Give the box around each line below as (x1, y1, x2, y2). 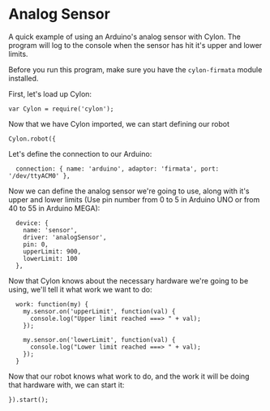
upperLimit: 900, (23, 247, 82, 256)
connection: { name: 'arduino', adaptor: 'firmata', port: (15, 164, 220, 173)
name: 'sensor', (23, 226, 79, 234)
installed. (8, 73, 39, 83)
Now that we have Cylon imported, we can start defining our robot (8, 119, 229, 128)
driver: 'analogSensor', (23, 233, 107, 241)
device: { (15, 218, 49, 227)
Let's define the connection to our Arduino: (8, 149, 152, 158)
